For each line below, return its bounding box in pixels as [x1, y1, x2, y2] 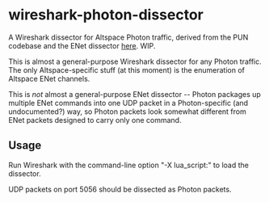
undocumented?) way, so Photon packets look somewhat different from [8, 107, 246, 116]
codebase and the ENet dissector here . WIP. [8, 40, 156, 50]
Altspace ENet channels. [8, 74, 90, 83]
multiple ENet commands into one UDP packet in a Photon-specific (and [8, 98, 249, 107]
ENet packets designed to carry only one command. [8, 115, 182, 124]
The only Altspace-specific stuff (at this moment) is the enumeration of [8, 65, 245, 74]
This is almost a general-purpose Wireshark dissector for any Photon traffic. [8, 57, 262, 66]
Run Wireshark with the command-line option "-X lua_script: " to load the [8, 160, 249, 170]
